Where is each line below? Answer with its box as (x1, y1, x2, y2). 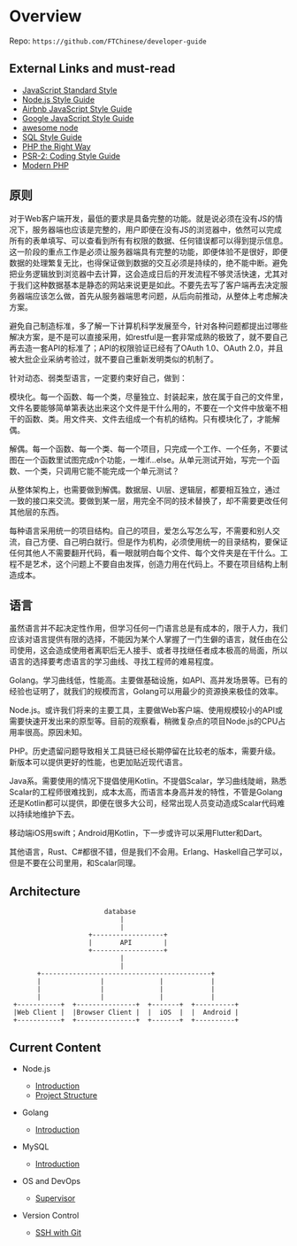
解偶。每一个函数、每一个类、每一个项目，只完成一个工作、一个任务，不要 (9, 443, 280, 453)
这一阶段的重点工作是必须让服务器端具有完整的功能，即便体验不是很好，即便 (9, 246, 288, 257)
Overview (9, 6, 82, 27)
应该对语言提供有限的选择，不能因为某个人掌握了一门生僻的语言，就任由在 (9, 634, 280, 645)
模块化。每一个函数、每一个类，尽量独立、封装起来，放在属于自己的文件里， (9, 391, 288, 402)
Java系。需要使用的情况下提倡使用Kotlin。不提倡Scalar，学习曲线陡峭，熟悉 (9, 776, 287, 786)
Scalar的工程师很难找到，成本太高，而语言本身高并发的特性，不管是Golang (9, 786, 283, 798)
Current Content (9, 1040, 102, 1055)
